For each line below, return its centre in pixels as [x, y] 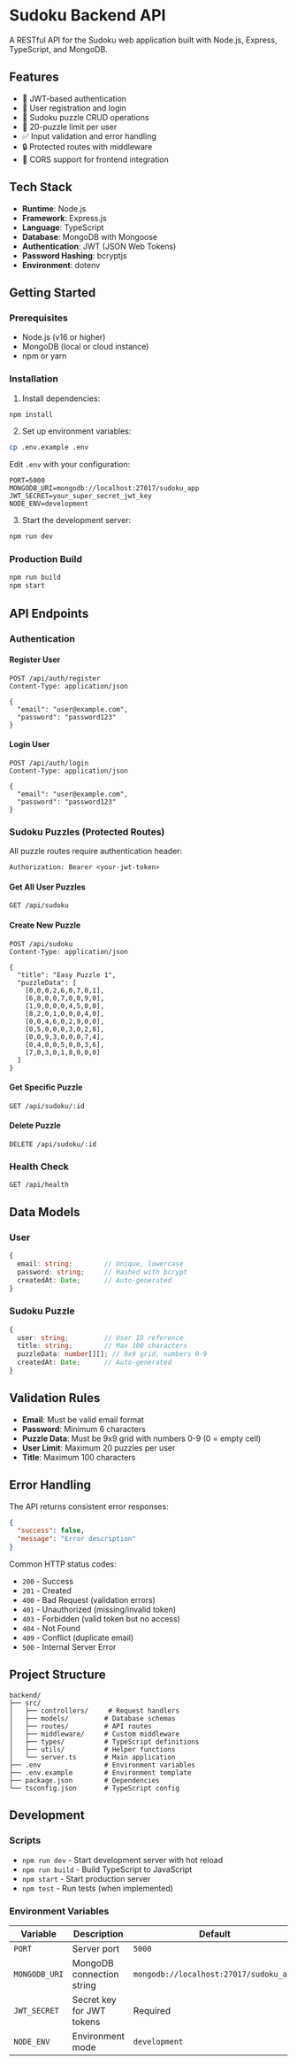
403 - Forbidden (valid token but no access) [101, 1619]
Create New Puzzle [45, 925]
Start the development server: [76, 520]
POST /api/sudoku [41, 944]
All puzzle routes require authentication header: [96, 851]
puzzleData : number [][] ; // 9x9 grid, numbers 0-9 [112, 1354]
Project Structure [57, 1675]
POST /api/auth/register [55, 678]
